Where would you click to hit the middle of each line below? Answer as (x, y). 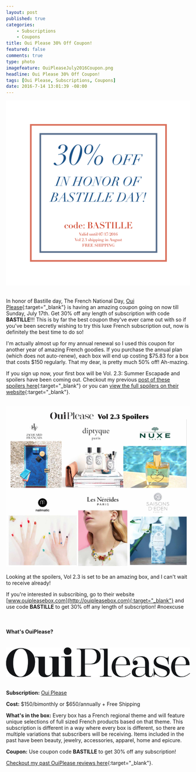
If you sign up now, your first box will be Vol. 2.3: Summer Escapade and (93, 373)
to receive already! (29, 583)
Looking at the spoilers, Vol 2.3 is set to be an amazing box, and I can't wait (97, 577)
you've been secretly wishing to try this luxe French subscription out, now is (97, 326)
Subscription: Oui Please (36, 692)
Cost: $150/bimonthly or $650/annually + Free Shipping (73, 704)
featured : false (26, 50)
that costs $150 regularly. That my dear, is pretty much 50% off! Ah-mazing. (97, 362)
